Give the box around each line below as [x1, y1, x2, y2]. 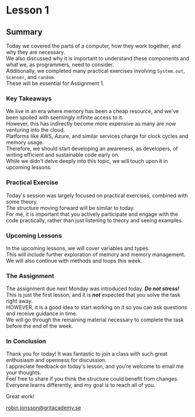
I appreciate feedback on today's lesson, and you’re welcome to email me [6, 363, 184, 370]
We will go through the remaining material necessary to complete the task [6, 316, 184, 323]
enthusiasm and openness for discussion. [6, 357, 107, 364]
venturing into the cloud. [6, 127, 66, 134]
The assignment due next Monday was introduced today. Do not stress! [6, 285, 180, 292]
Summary [6, 27, 43, 37]
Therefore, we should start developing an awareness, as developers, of [6, 145, 178, 152]
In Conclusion [6, 337, 47, 345]
